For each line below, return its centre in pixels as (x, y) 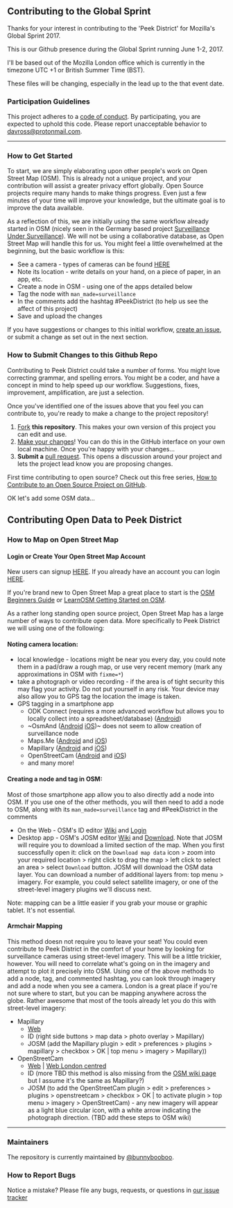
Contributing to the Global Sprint (79, 11)
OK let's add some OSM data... (51, 498)
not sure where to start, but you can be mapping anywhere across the (107, 993)
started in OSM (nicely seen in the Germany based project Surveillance (109, 229)
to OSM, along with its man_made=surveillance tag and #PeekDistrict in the (113, 809)
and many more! (51, 763)
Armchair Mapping (35, 926)
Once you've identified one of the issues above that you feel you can (105, 405)
